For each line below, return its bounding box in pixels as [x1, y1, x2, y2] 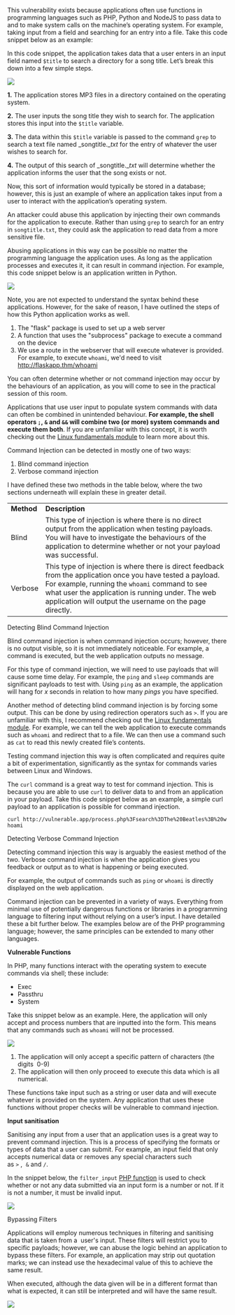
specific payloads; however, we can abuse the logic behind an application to [7, 1244, 227, 1251]
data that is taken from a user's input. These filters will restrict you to [7, 1236, 208, 1244]
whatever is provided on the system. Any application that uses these [7, 1096, 204, 1104]
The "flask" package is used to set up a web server [17, 324, 166, 332]
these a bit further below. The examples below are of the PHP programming [7, 920, 225, 927]
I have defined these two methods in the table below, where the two [7, 481, 203, 489]
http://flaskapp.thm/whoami [17, 361, 98, 369]
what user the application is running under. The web [45, 588, 217, 597]
